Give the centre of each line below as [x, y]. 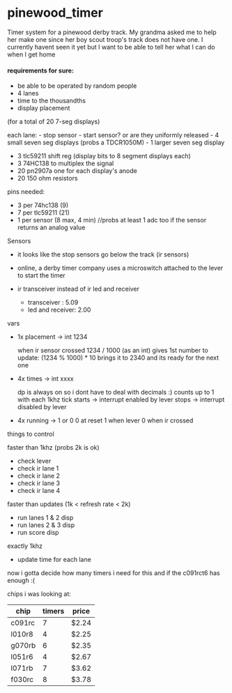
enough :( [21, 581]
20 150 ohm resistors [47, 178]
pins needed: [26, 192]
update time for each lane [54, 560]
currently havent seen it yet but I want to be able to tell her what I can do [111, 47]
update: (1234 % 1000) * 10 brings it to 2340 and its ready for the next [118, 358]
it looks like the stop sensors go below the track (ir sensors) [103, 254]
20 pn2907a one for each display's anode [77, 171]
